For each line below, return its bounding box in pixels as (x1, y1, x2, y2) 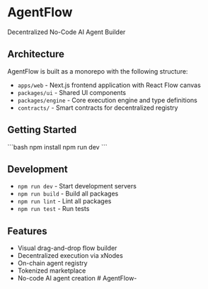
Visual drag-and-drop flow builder (17, 244, 117, 252)
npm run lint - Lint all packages (17, 197, 112, 205)
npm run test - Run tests (17, 205, 90, 213)
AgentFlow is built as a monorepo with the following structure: (7, 67, 188, 75)
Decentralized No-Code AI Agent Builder (7, 28, 126, 36)
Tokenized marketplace (17, 266, 86, 275)
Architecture (7, 48, 65, 60)
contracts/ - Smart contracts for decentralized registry (17, 103, 178, 112)
